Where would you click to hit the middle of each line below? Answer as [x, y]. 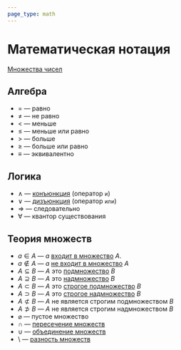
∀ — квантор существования [62, 216]
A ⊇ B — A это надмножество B [66, 278]
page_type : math [31, 14]
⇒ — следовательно [49, 209]
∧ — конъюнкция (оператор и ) [64, 194]
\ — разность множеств [54, 339]
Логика [24, 176]
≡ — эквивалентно [46, 154]
